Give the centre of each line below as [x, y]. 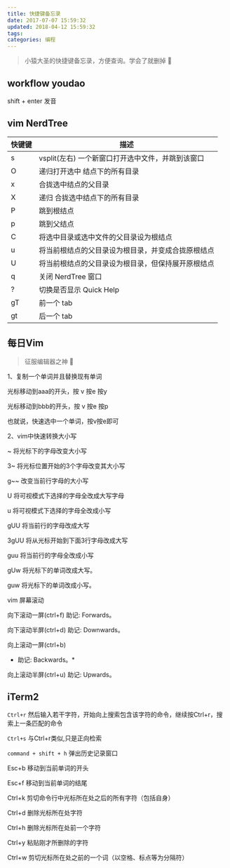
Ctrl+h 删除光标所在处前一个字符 [54, 828]
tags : [15, 33]
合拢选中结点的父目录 [74, 185]
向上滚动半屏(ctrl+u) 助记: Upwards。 [61, 674]
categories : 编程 [32, 40]
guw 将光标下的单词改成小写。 [52, 585]
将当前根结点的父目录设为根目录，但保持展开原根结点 [127, 263]
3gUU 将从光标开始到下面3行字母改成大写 [68, 540]
